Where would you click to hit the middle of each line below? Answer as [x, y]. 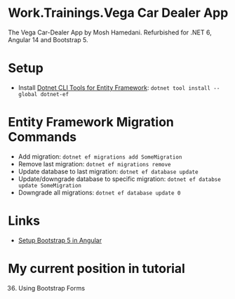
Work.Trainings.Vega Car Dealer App [118, 13]
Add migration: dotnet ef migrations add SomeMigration [100, 157]
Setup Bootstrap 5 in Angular [60, 240]
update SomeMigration [49, 185]
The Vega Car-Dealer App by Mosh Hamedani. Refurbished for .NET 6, [110, 32]
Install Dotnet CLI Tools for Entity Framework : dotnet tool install [114, 87]
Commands [42, 137]
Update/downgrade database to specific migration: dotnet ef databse [120, 179]
